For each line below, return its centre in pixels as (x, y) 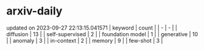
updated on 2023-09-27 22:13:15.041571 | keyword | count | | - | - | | (92, 28)
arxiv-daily (34, 11)
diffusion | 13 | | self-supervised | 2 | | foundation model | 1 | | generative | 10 (102, 34)
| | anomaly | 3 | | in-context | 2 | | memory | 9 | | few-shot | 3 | (85, 40)
